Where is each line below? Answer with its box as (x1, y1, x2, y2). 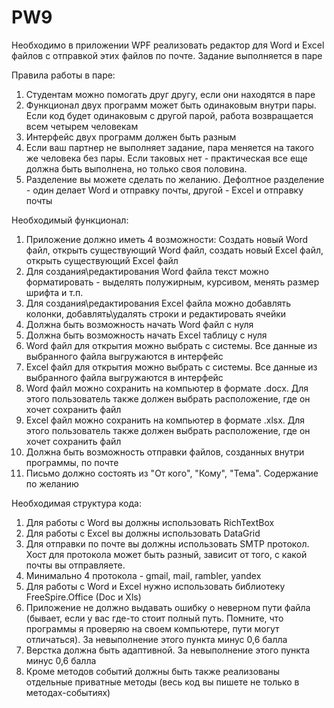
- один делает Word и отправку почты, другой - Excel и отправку (25, 184, 304, 196)
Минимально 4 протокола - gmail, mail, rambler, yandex (25, 569, 262, 581)
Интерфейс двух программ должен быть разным (25, 131, 237, 143)
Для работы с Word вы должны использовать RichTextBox (25, 516, 275, 528)
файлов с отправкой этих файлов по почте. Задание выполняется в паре (11, 49, 323, 61)
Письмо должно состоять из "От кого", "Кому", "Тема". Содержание (25, 467, 319, 479)
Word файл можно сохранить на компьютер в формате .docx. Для (25, 382, 309, 394)
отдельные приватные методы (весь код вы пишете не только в (25, 676, 300, 688)
